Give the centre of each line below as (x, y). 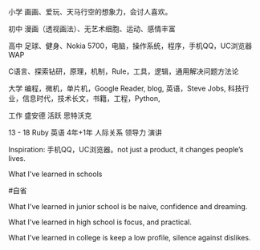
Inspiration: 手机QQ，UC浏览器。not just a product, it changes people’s (126, 149)
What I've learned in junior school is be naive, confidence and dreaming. (128, 206)
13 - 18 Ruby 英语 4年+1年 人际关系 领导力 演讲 (85, 132)
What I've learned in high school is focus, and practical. (100, 222)
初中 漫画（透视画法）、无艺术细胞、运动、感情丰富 (92, 29)
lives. (17, 158)
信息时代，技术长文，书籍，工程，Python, (91, 98)
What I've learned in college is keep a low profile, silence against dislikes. (130, 238)
